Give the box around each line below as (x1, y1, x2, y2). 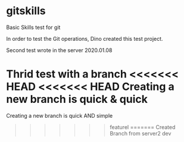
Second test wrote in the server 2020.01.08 (6, 46, 113, 54)
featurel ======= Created (110, 123, 176, 131)
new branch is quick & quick (6, 93, 148, 106)
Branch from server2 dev (110, 130, 171, 137)
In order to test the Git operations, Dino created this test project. (6, 35, 163, 42)
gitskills (6, 4, 46, 18)
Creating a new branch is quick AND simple (6, 112, 113, 119)
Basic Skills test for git (6, 24, 61, 31)
